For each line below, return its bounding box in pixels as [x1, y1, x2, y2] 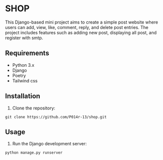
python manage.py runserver [5, 150, 63, 155]
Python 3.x [12, 62, 34, 68]
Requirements [5, 49, 49, 57]
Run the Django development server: [12, 141, 87, 147]
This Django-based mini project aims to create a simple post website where [5, 19, 159, 25]
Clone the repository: [12, 105, 56, 111]
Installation [5, 92, 40, 101]
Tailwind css [12, 78, 38, 83]
